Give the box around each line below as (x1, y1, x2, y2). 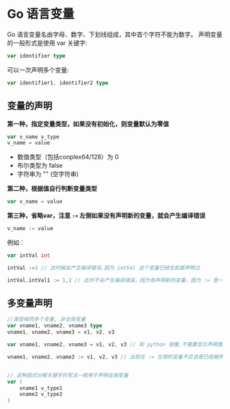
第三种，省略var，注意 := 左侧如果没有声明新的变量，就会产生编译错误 (7, 212, 206, 220)
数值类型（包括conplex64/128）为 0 (16, 153, 119, 161)
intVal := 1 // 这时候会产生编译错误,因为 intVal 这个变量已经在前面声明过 (7, 264, 201, 271)
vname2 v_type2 (19, 391, 63, 398)
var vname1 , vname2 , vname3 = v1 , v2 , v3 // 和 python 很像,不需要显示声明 (7, 341, 218, 348)
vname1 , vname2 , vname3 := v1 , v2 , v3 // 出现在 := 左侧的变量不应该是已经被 (7, 354, 219, 360)
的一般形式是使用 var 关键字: (7, 38, 88, 47)
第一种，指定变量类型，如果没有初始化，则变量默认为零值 (7, 119, 169, 127)
